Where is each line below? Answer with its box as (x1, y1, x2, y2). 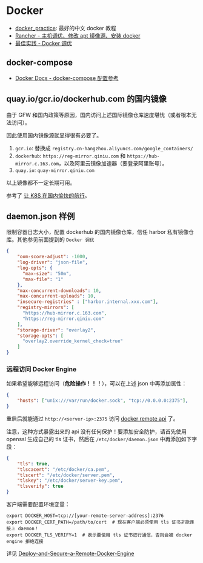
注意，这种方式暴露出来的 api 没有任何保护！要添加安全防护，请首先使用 (6, 428, 187, 435)
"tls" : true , (17, 461, 50, 467)
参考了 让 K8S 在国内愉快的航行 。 (6, 192, 90, 199)
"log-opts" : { (17, 265, 53, 271)
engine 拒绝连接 (6, 539, 44, 545)
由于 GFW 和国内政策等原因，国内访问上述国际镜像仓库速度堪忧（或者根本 (6, 111, 192, 118)
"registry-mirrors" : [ (17, 304, 75, 311)
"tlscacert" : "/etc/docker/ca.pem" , (17, 466, 110, 473)
